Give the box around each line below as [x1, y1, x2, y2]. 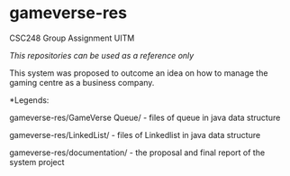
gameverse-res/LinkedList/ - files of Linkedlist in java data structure [9, 129, 261, 140]
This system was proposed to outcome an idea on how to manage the [9, 67, 268, 79]
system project [9, 156, 65, 167]
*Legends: [9, 94, 50, 106]
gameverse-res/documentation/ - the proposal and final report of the [9, 147, 266, 158]
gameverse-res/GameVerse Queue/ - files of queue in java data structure [9, 112, 281, 123]
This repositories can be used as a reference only [9, 50, 195, 60]
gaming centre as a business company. [9, 77, 155, 88]
